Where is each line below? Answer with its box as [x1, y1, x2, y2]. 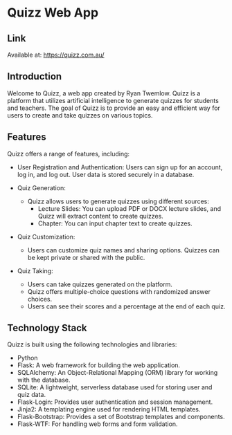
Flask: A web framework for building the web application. [17, 361, 181, 369]
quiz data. [17, 391, 46, 399]
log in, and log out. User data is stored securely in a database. [17, 170, 195, 178]
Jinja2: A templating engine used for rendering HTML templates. [17, 405, 201, 414]
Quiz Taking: [17, 266, 53, 275]
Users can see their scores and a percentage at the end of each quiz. [27, 302, 226, 311]
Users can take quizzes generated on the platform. [27, 280, 173, 288]
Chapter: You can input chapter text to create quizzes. [37, 219, 193, 228]
